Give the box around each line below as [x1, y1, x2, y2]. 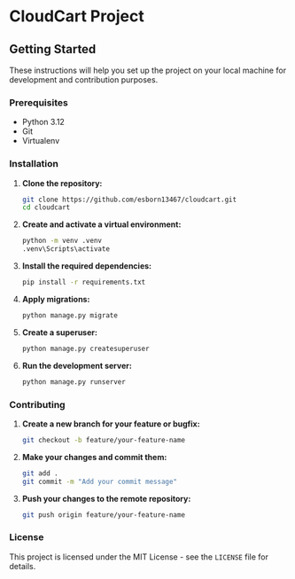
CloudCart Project [9, 6, 144, 27]
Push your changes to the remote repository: [21, 493, 191, 504]
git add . [21, 468, 59, 478]
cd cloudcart [21, 203, 71, 212]
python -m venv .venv [21, 237, 102, 246]
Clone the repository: [21, 177, 103, 188]
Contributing [9, 398, 66, 411]
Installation [9, 158, 59, 170]
